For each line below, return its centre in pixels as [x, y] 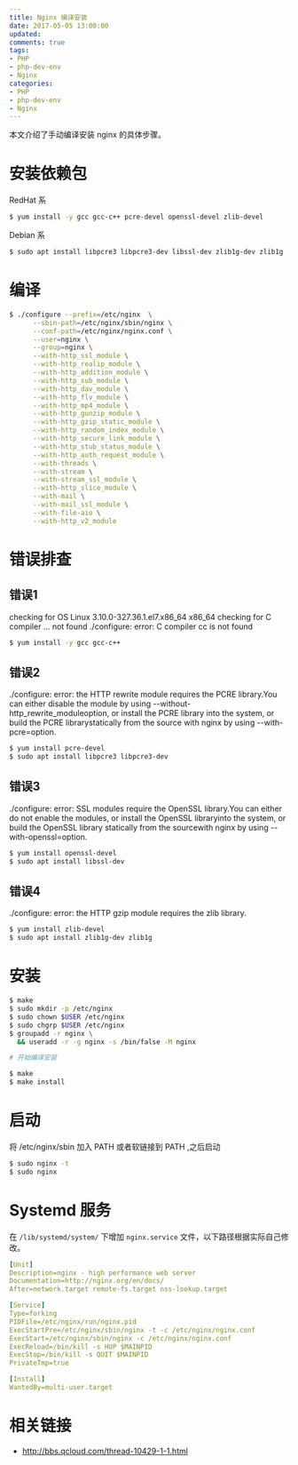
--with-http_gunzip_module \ [86, 414]
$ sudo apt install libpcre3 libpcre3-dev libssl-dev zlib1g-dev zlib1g [146, 252]
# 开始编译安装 [33, 1058]
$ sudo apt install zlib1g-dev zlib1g [81, 938]
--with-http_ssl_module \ [80, 356]
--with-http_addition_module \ [90, 372]
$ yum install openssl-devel [63, 853]
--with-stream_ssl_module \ [85, 480]
